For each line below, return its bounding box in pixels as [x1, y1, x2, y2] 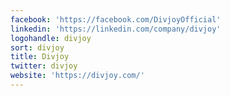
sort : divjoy [10, 42, 65, 53]
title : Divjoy [10, 52, 70, 62]
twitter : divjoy [10, 61, 78, 71]
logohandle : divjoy [10, 33, 92, 43]
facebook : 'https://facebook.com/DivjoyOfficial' [10, 14, 222, 25]
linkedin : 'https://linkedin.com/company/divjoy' [10, 24, 222, 34]
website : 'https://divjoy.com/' [10, 71, 145, 81]
